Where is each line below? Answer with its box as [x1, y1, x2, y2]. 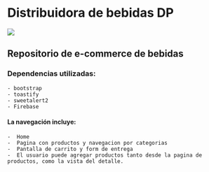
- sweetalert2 [7, 96, 49, 104]
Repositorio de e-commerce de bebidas [7, 48, 184, 60]
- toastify [7, 91, 39, 98]
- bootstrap [7, 85, 42, 92]
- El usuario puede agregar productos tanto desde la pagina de [7, 152, 202, 159]
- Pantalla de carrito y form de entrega [7, 145, 133, 152]
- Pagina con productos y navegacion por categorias [7, 139, 168, 146]
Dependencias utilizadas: [7, 69, 96, 78]
